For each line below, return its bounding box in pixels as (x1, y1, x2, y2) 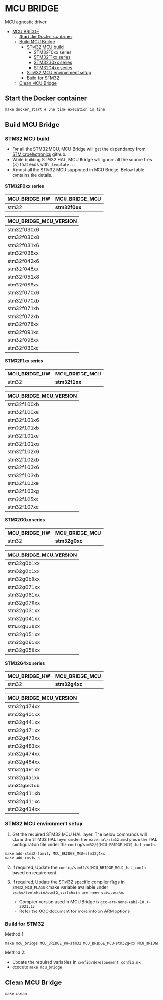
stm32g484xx (7, 758, 40, 765)
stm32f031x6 (7, 242, 40, 249)
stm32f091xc (7, 329, 39, 336)
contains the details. (12, 172, 53, 178)
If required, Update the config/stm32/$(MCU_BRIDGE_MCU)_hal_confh (12, 864, 146, 871)
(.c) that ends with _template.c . (12, 161, 75, 168)
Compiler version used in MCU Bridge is (19, 899, 99, 905)
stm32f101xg (7, 440, 39, 447)
